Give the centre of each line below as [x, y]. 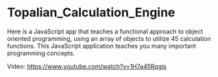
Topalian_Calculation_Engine [91, 13]
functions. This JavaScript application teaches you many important [102, 46]
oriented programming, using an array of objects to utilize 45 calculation [109, 38]
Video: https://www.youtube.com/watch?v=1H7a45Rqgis [87, 66]
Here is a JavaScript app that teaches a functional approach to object [105, 31]
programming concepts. [41, 53]
